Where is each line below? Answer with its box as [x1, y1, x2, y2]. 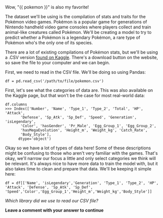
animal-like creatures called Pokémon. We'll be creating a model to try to [5, 29, 152, 35]
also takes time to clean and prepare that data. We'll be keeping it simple [5, 166, 152, 171]
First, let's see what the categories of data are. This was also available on [5, 87, 153, 93]
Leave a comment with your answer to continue [5, 207, 104, 213]
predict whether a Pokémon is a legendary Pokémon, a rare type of [5, 34, 140, 40]
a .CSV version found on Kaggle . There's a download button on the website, [5, 54, 158, 60]
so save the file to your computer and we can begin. [5, 60, 110, 65]
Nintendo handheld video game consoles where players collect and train [5, 24, 151, 30]
